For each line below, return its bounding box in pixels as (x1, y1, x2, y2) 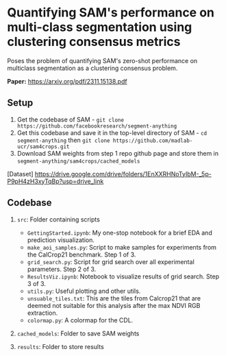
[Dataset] (7, 169, 34, 178)
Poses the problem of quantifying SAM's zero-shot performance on (7, 56, 198, 64)
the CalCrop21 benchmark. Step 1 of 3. (27, 250, 136, 259)
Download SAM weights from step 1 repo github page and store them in (16, 149, 219, 157)
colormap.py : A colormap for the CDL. (27, 316, 134, 324)
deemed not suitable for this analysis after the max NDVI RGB (27, 301, 201, 309)
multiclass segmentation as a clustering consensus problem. (7, 64, 178, 72)
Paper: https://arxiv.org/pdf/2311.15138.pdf (7, 77, 128, 85)
